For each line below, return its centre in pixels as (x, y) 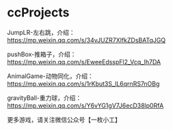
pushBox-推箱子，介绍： (42, 54)
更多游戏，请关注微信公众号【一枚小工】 (64, 119)
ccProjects (38, 13)
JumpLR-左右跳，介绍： (41, 32)
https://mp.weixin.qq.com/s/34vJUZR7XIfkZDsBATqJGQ (86, 40)
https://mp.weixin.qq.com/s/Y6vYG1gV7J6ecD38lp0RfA (85, 105)
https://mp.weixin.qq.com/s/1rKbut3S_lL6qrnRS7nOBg (83, 83)
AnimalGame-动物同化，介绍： (51, 76)
